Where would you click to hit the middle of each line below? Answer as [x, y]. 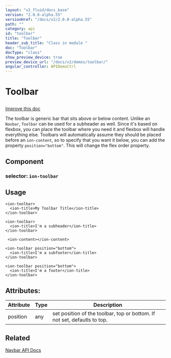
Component [25, 161]
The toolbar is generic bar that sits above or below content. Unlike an [78, 119]
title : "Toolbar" [24, 39]
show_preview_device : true [34, 57]
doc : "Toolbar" [21, 48]
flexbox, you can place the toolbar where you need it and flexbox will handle [85, 129]
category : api [20, 29]
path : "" [15, 24]
